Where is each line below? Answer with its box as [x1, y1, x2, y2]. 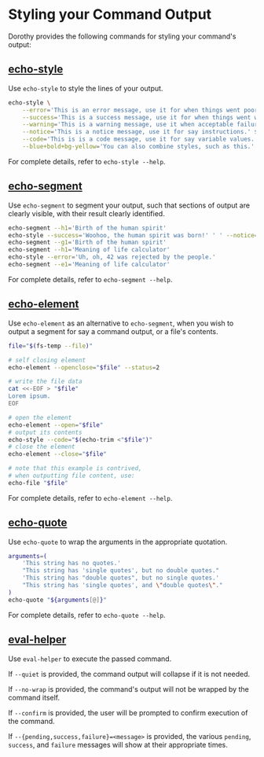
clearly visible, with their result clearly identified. [8, 208, 165, 218]
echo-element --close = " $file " [8, 450, 108, 458]
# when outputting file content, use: [8, 472, 135, 480]
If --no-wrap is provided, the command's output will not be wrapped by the [8, 684, 249, 693]
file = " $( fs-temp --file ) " [8, 342, 93, 350]
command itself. [8, 693, 60, 702]
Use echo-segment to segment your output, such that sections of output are [8, 200, 250, 210]
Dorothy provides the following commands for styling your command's [8, 31, 236, 41]
